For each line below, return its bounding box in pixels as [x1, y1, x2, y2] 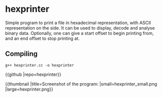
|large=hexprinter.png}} [5, 86, 54, 92]
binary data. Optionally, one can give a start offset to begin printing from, [5, 30, 154, 36]
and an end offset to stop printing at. [5, 35, 80, 41]
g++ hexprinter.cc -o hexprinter [5, 63, 74, 67]
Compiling [5, 50, 38, 58]
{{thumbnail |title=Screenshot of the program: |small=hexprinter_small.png [5, 81, 158, 87]
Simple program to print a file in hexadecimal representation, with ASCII [5, 20, 151, 26]
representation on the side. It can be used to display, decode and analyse [5, 25, 155, 31]
